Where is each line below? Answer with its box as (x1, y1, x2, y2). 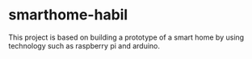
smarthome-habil (8, 6, 128, 24)
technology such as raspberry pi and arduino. (8, 40, 160, 50)
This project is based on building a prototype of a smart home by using (8, 32, 245, 42)
